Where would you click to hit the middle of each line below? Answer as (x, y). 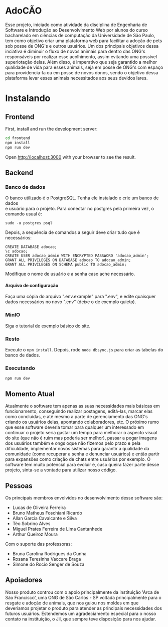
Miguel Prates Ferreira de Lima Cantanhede (57, 529)
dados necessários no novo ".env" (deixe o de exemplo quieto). (71, 302)
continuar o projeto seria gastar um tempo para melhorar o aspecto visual (81, 433)
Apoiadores (24, 580)
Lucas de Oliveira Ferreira (39, 508)
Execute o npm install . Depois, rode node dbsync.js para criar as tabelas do (84, 350)
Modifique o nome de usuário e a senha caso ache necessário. (70, 274)
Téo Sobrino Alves (31, 523)
